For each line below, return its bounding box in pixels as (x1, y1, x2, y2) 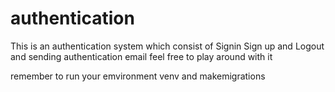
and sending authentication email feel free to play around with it (10, 50, 273, 62)
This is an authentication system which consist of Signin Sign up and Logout (10, 40, 325, 52)
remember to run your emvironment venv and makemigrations (10, 70, 266, 82)
